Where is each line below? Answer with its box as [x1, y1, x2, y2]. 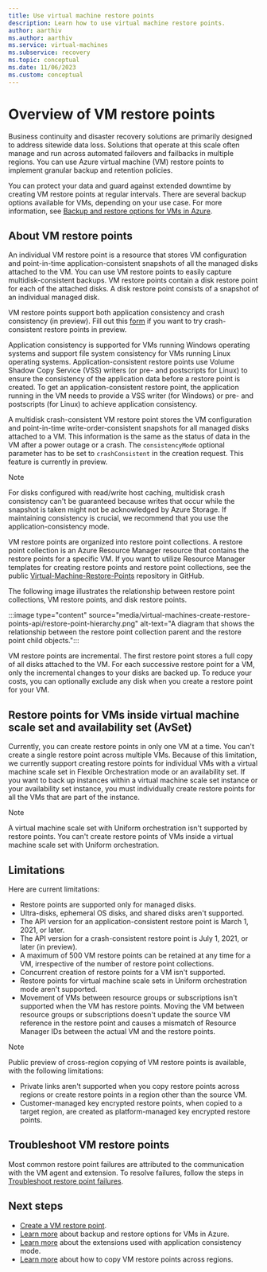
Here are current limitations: [8, 884, 100, 894]
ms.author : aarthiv [8, 33, 73, 42]
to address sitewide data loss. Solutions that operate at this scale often [8, 140, 240, 150]
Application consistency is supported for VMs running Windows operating [8, 340, 250, 350]
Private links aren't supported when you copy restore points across [19, 1082, 240, 1091]
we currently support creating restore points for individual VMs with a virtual [8, 759, 258, 768]
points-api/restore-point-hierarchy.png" [8, 618, 139, 629]
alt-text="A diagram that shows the [140, 618, 255, 629]
